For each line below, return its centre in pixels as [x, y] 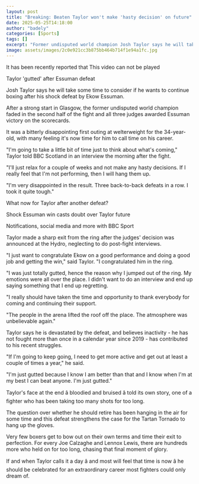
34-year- [175, 132]
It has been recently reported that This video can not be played [83, 67]
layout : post [22, 12]
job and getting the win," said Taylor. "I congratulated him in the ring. [90, 261]
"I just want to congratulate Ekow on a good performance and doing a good [98, 255]
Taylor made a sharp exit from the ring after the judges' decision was [90, 237]
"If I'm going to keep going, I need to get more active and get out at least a [97, 357]
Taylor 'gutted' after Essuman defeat [51, 78]
